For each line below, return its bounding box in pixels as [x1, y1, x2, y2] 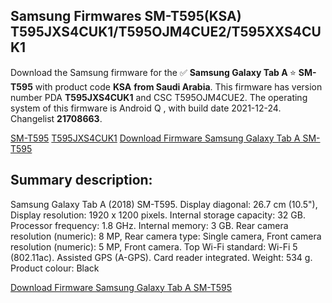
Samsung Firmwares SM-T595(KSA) [10, 8, 242, 25]
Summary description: [10, 172, 153, 189]
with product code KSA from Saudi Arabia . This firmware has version [34, 80, 323, 93]
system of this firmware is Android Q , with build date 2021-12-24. [10, 102, 282, 114]
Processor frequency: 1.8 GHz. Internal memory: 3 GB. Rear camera [10, 219, 289, 231]
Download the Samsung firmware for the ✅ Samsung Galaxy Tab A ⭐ [10, 66, 297, 78]
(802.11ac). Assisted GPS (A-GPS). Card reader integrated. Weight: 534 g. [10, 251, 313, 263]
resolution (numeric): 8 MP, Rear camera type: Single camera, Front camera [10, 230, 322, 242]
